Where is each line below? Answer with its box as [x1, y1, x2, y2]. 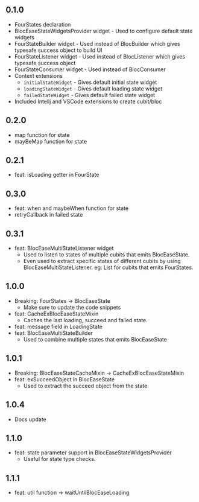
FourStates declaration [14, 21, 71, 28]
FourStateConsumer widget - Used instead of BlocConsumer [14, 66, 166, 73]
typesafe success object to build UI [14, 46, 103, 54]
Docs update [14, 416, 46, 423]
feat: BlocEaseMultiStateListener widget [14, 244, 114, 252]
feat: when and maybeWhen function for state [14, 205, 129, 212]
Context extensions [14, 72, 63, 79]
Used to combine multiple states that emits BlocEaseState [23, 335, 167, 343]
